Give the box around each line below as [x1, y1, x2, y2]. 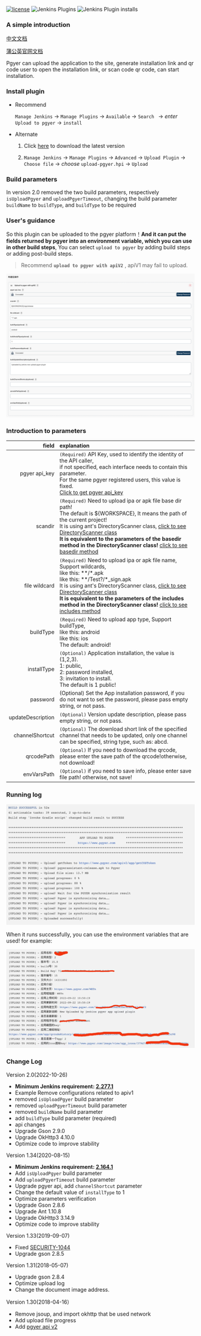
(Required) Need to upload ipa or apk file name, [59, 556, 177, 564]
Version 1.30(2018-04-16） [6, 1298, 73, 1305]
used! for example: [6, 937, 53, 944]
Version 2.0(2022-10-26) [6, 1071, 68, 1078]
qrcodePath [26, 753, 55, 760]
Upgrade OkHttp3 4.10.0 [14, 1134, 75, 1141]
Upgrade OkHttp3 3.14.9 [14, 1214, 75, 1221]
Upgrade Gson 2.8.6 [14, 1201, 65, 1208]
